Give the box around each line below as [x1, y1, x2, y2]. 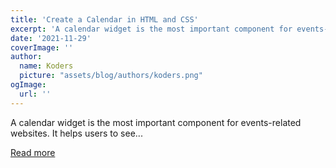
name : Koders [19, 61, 74, 71]
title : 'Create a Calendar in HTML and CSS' [10, 14, 199, 25]
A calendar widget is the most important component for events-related [10, 116, 302, 128]
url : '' [19, 89, 52, 99]
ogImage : [10, 80, 47, 90]
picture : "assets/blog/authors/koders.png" [19, 71, 203, 81]
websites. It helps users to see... [10, 127, 143, 139]
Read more [10, 146, 56, 158]
